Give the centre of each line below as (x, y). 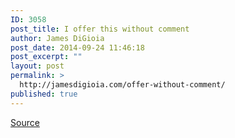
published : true (44, 94)
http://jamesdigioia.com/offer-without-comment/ (122, 85)
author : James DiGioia (57, 38)
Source (25, 122)
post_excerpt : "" (46, 57)
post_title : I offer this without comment (100, 29)
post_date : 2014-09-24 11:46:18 (77, 47)
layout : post (37, 66)
